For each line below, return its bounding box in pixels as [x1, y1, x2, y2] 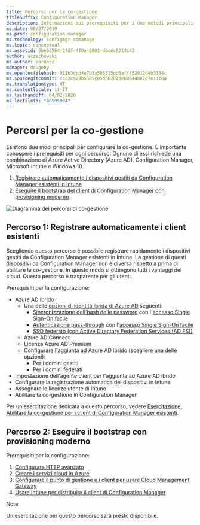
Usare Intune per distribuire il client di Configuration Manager [14, 489, 166, 496]
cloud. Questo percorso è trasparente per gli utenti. [6, 273, 133, 280]
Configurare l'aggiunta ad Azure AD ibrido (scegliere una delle [23, 347, 177, 354]
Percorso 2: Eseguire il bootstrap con [6, 426, 147, 437]
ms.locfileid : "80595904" [6, 98, 70, 104]
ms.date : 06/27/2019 [6, 25, 58, 32]
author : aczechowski [6, 53, 58, 59]
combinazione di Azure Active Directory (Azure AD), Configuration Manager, [6, 156, 194, 163]
